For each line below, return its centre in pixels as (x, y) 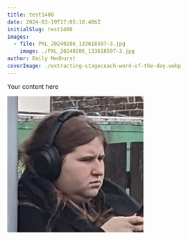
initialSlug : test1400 (40, 29)
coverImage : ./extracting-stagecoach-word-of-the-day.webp (94, 66)
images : (18, 37)
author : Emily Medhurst (42, 59)
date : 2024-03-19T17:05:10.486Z (54, 22)
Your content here (33, 86)
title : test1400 (31, 15)
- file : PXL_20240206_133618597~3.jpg (70, 44)
